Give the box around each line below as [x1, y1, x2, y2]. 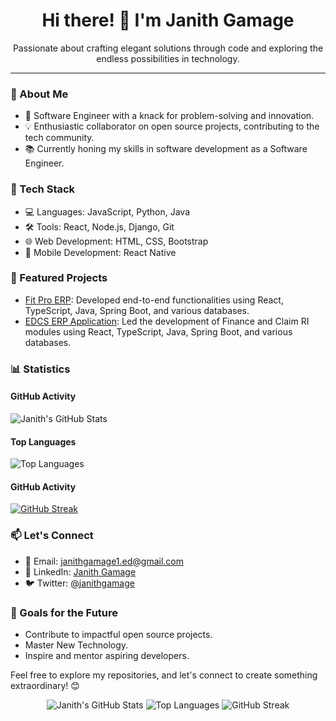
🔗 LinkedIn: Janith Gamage [24, 565, 137, 578]
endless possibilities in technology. [96, 52, 240, 64]
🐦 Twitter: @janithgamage [24, 577, 135, 589]
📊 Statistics [10, 362, 71, 376]
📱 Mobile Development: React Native [24, 246, 177, 258]
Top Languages [10, 435, 77, 448]
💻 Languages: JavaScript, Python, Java [24, 205, 191, 218]
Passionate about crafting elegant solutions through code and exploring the [12, 42, 324, 54]
